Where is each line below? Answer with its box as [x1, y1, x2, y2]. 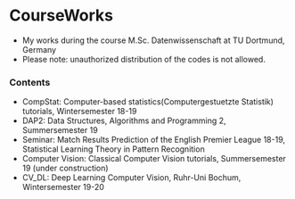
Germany [21, 44, 56, 54]
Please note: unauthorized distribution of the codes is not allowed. [21, 54, 266, 64]
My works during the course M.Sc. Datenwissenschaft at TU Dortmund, [21, 35, 285, 46]
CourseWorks [9, 5, 114, 26]
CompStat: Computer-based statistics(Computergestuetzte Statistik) [21, 96, 275, 107]
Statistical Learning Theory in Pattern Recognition [21, 144, 205, 154]
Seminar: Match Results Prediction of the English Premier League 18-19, [21, 135, 285, 145]
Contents [9, 76, 51, 88]
